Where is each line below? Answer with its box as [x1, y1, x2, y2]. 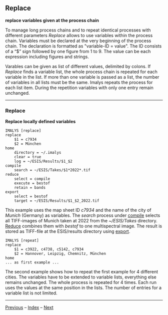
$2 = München [14, 141, 41, 147]
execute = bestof [14, 181, 50, 186]
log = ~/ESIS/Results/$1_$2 [14, 159, 72, 164]
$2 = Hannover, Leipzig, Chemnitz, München [14, 251, 106, 256]
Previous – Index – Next [5, 304, 53, 310]
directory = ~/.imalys [14, 150, 61, 155]
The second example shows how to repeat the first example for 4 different [5, 269, 158, 275]
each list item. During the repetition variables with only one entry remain [5, 85, 154, 91]
